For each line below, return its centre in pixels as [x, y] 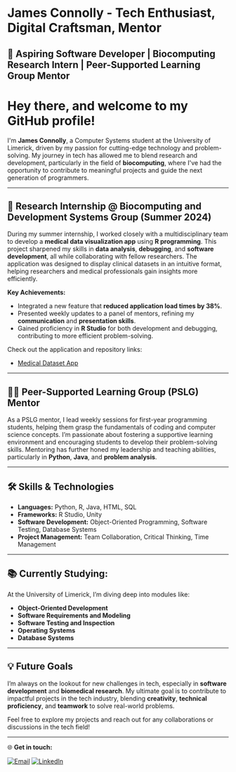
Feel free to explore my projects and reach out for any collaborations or [110, 719]
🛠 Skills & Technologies [61, 486]
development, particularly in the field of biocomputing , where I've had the [114, 162]
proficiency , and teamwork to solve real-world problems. [91, 706]
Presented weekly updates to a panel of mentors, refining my [106, 313]
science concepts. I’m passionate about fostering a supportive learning [110, 435]
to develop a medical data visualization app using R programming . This [112, 242]
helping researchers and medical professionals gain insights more [103, 271]
